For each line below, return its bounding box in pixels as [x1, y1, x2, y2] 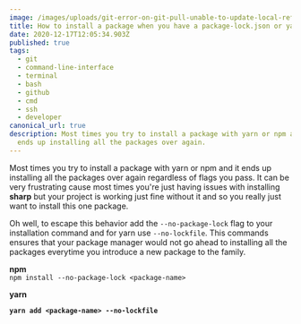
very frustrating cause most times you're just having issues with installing [9, 181, 280, 192]
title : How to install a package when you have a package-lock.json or [9, 21, 282, 30]
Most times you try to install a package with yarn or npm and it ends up [9, 162, 271, 173]
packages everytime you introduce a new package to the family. [9, 246, 246, 257]
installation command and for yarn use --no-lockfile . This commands [9, 227, 269, 238]
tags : [9, 47, 30, 55]
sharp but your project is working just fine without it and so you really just [9, 191, 282, 201]
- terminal [17, 72, 58, 81]
